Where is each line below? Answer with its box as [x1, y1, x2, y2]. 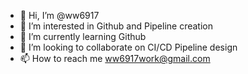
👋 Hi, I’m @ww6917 [19, 10, 100, 21]
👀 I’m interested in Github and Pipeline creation [19, 20, 213, 32]
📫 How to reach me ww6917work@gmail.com [19, 53, 211, 64]
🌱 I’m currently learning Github [19, 31, 147, 42]
